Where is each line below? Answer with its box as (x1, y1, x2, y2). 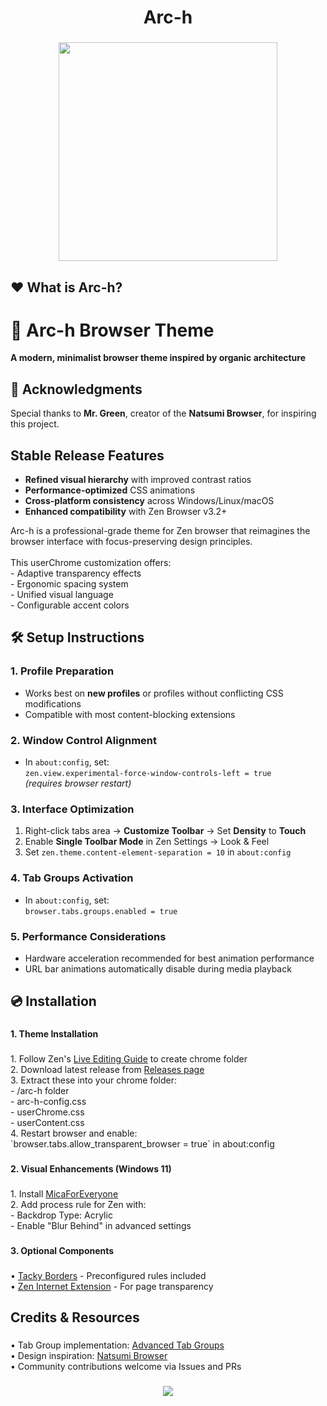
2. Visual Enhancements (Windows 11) (10, 1163, 172, 1175)
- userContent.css (10, 1117, 85, 1129)
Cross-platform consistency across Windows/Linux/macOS (24, 495, 275, 507)
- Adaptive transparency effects (10, 567, 142, 580)
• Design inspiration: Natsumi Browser (10, 1350, 168, 1362)
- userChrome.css (10, 1106, 85, 1118)
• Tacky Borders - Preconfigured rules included (10, 1269, 207, 1281)
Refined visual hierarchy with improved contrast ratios (24, 474, 252, 486)
